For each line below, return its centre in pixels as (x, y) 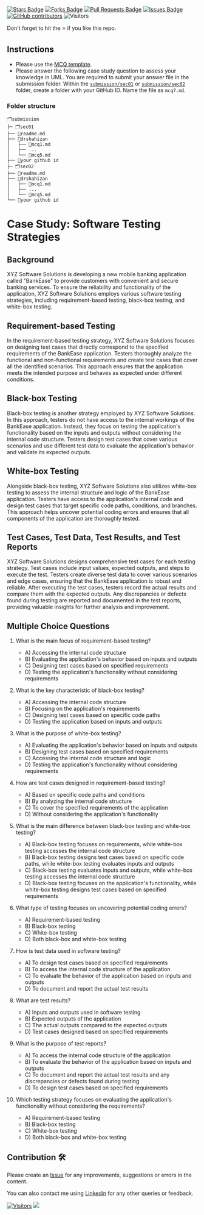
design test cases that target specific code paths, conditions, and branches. (102, 505)
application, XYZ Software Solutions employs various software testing (94, 294)
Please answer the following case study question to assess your (96, 71)
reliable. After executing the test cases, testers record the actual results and (102, 588)
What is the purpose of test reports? (61, 1044)
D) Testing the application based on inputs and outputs (93, 722)
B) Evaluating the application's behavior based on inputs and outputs (111, 659)
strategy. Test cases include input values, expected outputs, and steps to (98, 568)
